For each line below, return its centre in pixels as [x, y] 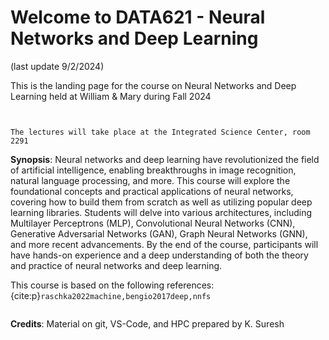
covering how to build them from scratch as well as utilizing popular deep [161, 202]
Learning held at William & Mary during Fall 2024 [111, 96]
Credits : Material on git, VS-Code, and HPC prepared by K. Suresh [147, 323]
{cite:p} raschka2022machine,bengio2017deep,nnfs [111, 295]
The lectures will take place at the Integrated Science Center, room [160, 132]
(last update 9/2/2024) [57, 66]
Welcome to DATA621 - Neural [138, 17]
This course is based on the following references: [112, 285]
